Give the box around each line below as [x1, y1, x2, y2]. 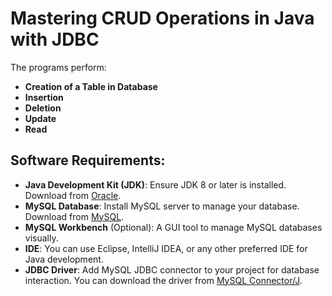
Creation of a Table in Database [24, 80, 158, 92]
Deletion [24, 102, 62, 114]
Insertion [24, 91, 64, 103]
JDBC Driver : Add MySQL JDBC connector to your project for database [24, 263, 320, 276]
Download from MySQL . [24, 210, 125, 222]
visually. [24, 232, 59, 244]
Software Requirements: [10, 152, 166, 169]
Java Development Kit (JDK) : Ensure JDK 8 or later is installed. [24, 178, 287, 191]
